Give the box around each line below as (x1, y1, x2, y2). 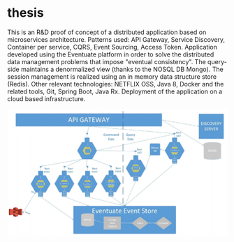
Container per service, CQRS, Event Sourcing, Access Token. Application (7, 43, 218, 51)
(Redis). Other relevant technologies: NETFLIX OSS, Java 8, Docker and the (7, 80, 224, 88)
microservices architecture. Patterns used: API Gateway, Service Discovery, (7, 35, 226, 43)
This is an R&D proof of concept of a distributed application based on (7, 28, 207, 36)
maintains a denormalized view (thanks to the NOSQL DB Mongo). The (20, 65, 224, 73)
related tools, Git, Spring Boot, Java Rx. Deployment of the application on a (7, 87, 223, 96)
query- (207, 57, 227, 66)
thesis (7, 5, 44, 21)
